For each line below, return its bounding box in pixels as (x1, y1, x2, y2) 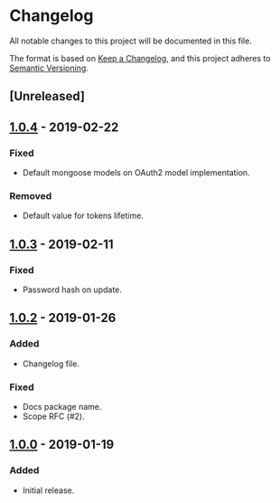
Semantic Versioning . (9, 62, 89, 73)
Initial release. (22, 485, 75, 496)
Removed (9, 189, 52, 202)
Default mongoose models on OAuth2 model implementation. (22, 167, 250, 178)
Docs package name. (22, 401, 102, 412)
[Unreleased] (9, 89, 86, 104)
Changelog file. (22, 358, 79, 369)
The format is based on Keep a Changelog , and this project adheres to (9, 52, 271, 63)
